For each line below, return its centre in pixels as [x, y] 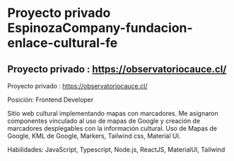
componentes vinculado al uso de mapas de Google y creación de [104, 121]
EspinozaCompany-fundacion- [100, 28]
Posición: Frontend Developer [51, 100]
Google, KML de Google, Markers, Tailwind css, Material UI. [94, 136]
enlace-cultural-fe [63, 43]
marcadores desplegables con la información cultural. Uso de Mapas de [112, 128]
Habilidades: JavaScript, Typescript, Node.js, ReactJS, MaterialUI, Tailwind [116, 149]
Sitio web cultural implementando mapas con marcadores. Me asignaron [113, 113]
